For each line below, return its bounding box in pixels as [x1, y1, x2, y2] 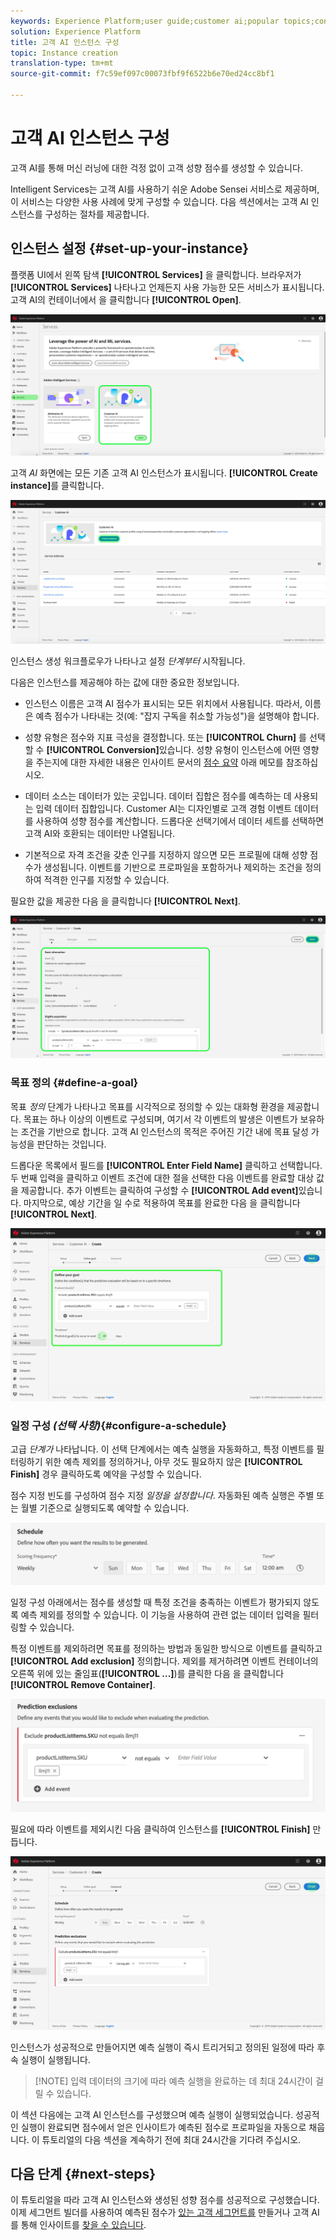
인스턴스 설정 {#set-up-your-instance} [10, 240, 250, 257]
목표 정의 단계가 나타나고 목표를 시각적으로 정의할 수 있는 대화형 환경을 [10, 1100, 285, 1112]
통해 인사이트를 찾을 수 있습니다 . [20, 2219, 147, 2231]
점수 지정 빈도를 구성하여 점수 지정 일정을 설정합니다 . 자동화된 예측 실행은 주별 [10, 1489, 315, 1501]
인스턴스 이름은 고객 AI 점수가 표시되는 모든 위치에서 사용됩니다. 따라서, [24, 697, 303, 709]
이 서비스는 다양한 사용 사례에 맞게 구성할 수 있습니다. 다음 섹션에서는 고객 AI [10, 195, 309, 207]
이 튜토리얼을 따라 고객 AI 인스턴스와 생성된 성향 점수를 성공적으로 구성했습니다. [10, 2194, 320, 2206]
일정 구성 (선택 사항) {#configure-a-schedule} [10, 1418, 227, 1432]
